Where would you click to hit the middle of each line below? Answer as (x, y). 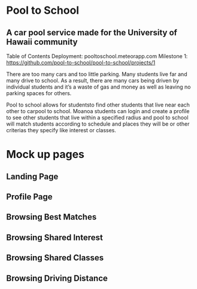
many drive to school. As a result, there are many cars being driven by (93, 80)
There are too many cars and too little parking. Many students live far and (97, 74)
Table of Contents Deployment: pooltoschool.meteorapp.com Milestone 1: (97, 56)
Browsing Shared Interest (54, 237)
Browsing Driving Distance (57, 278)
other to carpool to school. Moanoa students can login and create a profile (98, 111)
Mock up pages (46, 155)
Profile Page (29, 197)
